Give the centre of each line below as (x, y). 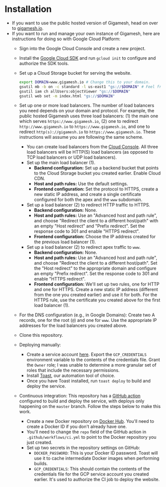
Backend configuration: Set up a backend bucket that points (96, 168)
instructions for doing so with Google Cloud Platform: (66, 39)
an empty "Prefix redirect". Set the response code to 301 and (96, 274)
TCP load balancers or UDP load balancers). (72, 157)
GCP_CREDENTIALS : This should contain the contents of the (92, 469)
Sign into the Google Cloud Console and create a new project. (82, 48)
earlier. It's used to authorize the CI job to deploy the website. (97, 480)
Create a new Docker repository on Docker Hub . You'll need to (90, 421)
